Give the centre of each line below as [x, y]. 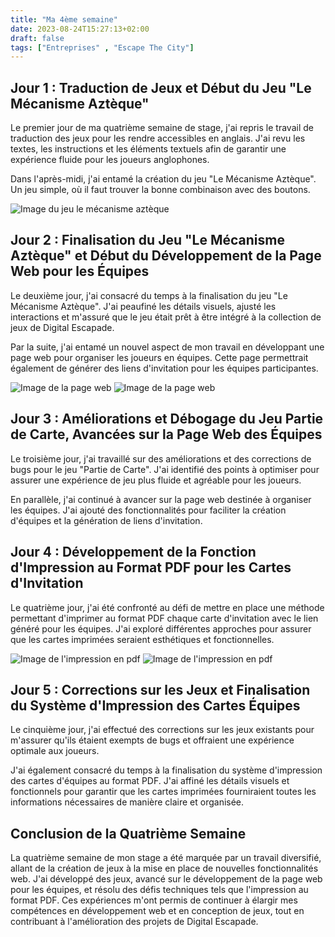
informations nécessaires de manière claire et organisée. [127, 802]
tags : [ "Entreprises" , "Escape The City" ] [102, 47]
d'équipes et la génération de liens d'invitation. [106, 520]
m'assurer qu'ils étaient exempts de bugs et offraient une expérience [152, 740]
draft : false [37, 38]
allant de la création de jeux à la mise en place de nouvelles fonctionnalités [164, 868]
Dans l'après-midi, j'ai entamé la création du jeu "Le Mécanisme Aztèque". [163, 179]
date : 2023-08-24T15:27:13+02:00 [80, 29]
